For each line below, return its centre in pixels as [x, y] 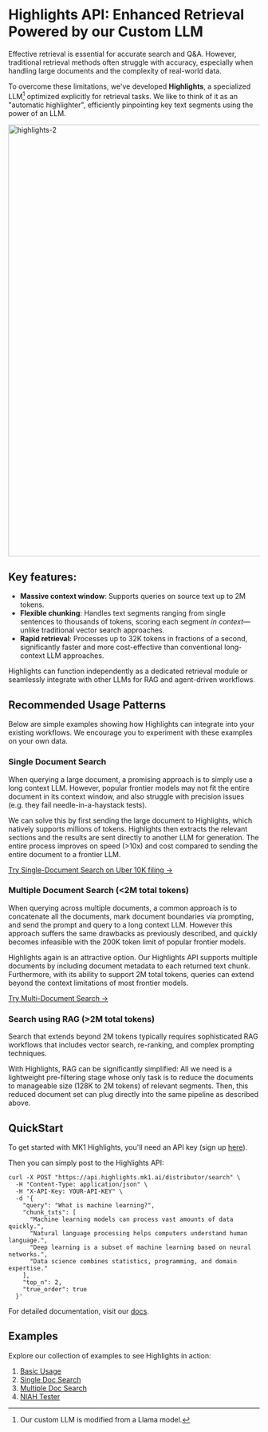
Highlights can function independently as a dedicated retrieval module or [128, 671]
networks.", [28, 1254]
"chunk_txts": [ [50, 1212]
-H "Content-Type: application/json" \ [82, 1184]
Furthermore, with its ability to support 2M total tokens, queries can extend [131, 974]
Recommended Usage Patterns [87, 705]
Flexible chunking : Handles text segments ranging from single [122, 613]
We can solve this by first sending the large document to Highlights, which [130, 820]
